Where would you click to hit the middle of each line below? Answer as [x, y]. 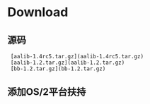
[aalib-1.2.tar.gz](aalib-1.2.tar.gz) [68, 63]
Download [38, 12]
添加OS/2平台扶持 [47, 92]
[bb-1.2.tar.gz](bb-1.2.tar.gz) [58, 69]
